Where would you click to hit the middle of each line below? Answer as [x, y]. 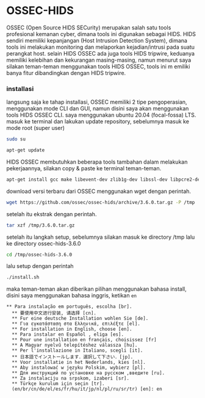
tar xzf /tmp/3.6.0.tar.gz [41, 225]
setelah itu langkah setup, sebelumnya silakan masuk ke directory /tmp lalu [101, 237]
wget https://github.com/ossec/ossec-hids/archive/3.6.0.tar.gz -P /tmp [101, 202]
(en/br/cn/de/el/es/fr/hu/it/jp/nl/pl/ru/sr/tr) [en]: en [87, 389]
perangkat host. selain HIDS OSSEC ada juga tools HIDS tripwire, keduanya [101, 53]
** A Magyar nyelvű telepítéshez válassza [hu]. [75, 346]
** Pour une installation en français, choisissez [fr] [84, 340]
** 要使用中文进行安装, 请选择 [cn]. [54, 313]
